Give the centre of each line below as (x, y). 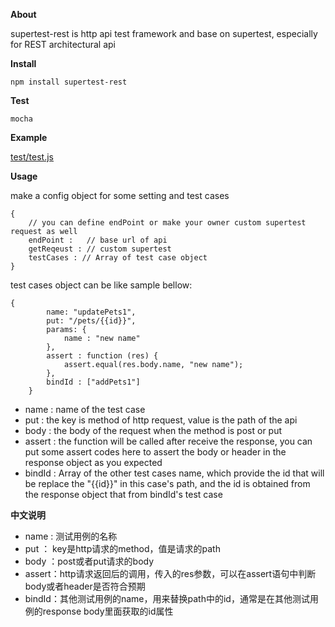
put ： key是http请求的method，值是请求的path (122, 548)
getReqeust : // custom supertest (100, 249)
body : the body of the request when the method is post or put (153, 430)
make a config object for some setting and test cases (120, 195)
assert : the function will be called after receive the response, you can (168, 441)
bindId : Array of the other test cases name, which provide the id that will (174, 473)
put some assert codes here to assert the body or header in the (155, 452)
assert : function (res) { (102, 356)
